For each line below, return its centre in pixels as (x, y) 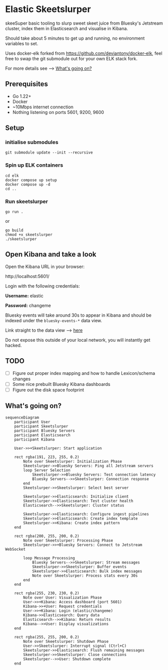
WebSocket (16, 549)
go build (14, 230)
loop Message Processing (49, 558)
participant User (32, 422)
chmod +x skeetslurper (29, 235)
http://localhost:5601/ (27, 276)
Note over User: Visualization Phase (62, 597)
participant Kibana (35, 439)
